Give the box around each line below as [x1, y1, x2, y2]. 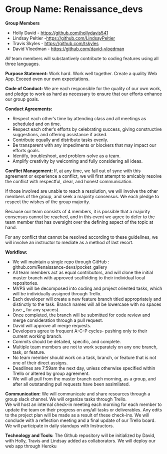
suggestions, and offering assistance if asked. [12, 131, 107, 137]
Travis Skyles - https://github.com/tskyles [12, 40, 99, 46]
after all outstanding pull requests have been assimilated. [12, 381, 130, 387]
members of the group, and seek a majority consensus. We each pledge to [5, 193, 159, 199]
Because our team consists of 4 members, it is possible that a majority [5, 208, 150, 214]
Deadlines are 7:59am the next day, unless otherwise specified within [12, 365, 155, 371]
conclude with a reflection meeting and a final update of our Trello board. [5, 417, 156, 423]
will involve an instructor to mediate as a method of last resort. [5, 239, 133, 245]
